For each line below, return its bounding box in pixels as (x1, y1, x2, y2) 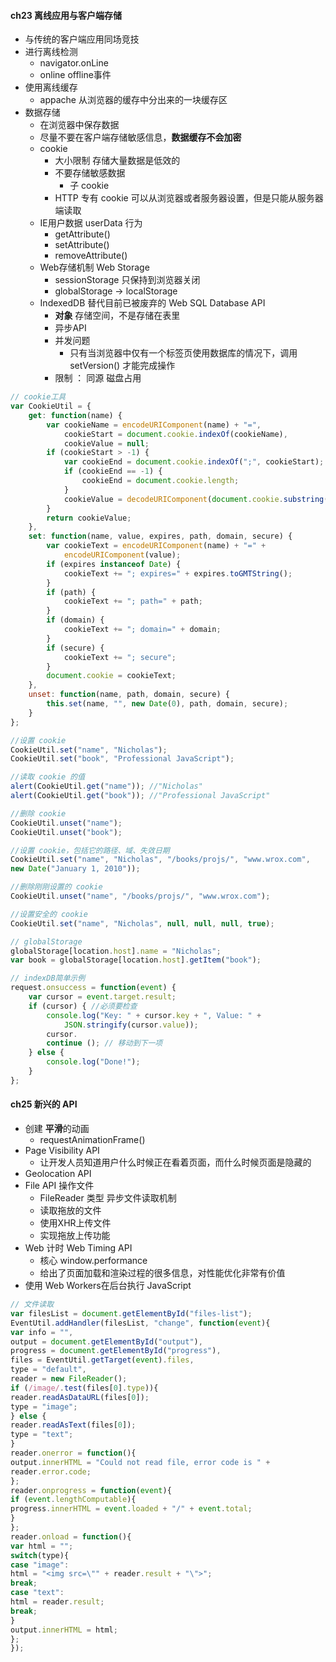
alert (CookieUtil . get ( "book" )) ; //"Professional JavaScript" (10, 791, 271, 801)
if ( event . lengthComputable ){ (10, 1495, 137, 1505)
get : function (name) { (28, 410, 123, 420)
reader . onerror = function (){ (10, 1448, 137, 1459)
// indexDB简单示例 (10, 973, 86, 984)
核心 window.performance (39, 1255, 148, 1267)
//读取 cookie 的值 (10, 772, 86, 782)
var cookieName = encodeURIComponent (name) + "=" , (46, 420, 262, 430)
